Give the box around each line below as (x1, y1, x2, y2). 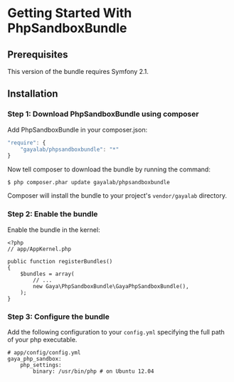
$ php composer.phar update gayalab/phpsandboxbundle (7, 179, 171, 186)
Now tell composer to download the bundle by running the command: (7, 165, 211, 174)
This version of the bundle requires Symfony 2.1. (7, 68, 149, 75)
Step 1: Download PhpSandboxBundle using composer (7, 109, 199, 119)
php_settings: (20, 361, 62, 368)
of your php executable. (7, 335, 78, 344)
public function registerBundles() (7, 258, 113, 265)
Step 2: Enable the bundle (7, 209, 98, 219)
